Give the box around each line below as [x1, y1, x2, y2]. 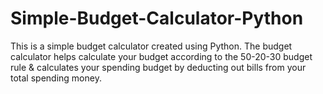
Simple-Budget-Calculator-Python [10, 7, 304, 30]
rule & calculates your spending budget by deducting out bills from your [10, 61, 307, 73]
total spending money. [10, 72, 102, 84]
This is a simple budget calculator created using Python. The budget [10, 40, 293, 52]
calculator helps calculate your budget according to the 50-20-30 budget [10, 50, 313, 62]
